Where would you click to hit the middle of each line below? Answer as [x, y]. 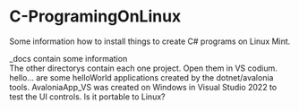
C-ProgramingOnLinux [95, 17]
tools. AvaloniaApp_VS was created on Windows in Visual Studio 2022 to [143, 87]
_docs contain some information [68, 58]
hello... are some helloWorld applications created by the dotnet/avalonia [141, 77]
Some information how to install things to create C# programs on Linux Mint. [150, 41]
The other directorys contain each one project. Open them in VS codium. [143, 68]
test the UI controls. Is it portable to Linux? [87, 97]
